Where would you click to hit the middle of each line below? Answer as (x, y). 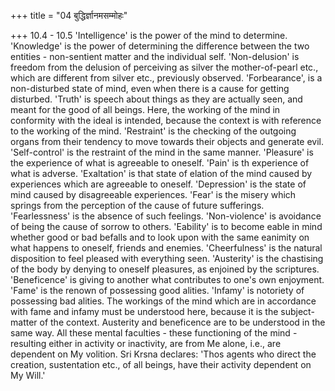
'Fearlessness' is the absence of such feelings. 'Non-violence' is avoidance (166, 216)
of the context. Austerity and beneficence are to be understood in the (182, 322)
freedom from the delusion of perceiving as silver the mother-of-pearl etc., (164, 67)
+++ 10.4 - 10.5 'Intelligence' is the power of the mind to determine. (149, 35)
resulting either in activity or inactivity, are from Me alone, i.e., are (146, 343)
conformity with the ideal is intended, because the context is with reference (166, 120)
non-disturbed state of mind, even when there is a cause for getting (150, 88)
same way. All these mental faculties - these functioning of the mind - (154, 333)
